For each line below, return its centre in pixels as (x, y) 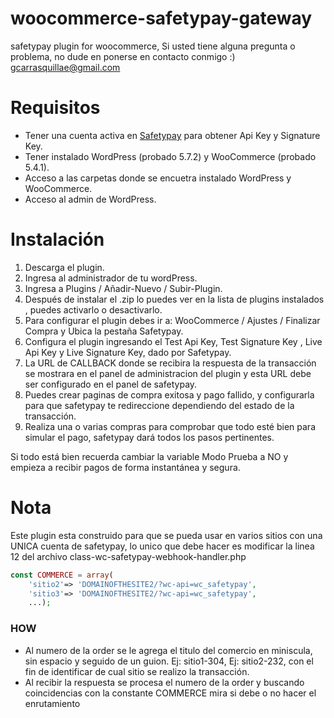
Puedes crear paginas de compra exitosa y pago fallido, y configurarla (169, 394)
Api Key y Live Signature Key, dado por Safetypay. (128, 352)
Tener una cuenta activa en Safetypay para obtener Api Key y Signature (172, 135)
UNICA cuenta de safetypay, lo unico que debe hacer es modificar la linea (162, 546)
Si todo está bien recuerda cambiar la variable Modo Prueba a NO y (149, 456)
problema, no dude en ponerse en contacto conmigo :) (123, 56)
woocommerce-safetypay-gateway (161, 18)
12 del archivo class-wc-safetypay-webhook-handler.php (128, 556)
